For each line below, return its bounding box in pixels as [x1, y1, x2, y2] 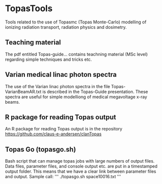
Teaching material [5, 38, 61, 47]
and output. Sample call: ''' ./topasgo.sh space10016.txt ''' [5, 174, 121, 180]
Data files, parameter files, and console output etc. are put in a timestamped [5, 164, 158, 169]
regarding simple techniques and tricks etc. [5, 56, 92, 62]
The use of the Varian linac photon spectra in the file [5, 83, 110, 89]
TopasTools [5, 3, 53, 14]
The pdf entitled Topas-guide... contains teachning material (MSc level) [5, 51, 148, 57]
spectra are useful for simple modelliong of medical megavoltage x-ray [5, 93, 147, 100]
